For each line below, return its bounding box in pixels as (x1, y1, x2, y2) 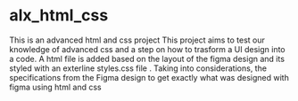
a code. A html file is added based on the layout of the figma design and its (9, 53, 286, 64)
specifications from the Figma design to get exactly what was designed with (9, 72, 290, 82)
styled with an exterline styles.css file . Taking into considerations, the (9, 63, 268, 74)
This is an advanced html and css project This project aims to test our (9, 35, 265, 45)
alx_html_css (9, 5, 109, 26)
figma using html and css (9, 82, 102, 92)
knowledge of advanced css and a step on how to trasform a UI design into (9, 43, 286, 54)
